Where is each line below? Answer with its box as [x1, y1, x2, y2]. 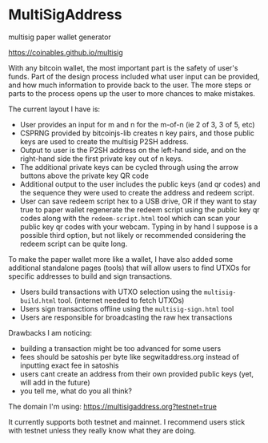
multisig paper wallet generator [8, 32, 112, 42]
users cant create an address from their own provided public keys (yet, [19, 368, 254, 378]
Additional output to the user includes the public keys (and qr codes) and [19, 179, 261, 189]
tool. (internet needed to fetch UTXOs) [58, 295, 185, 305]
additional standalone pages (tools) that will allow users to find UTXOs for [8, 263, 251, 272]
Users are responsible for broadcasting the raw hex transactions [19, 312, 233, 322]
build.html [19, 296, 57, 305]
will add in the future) [19, 377, 90, 387]
